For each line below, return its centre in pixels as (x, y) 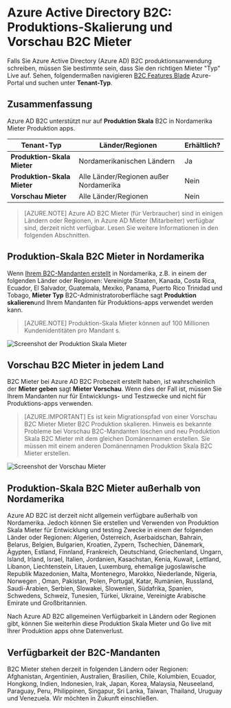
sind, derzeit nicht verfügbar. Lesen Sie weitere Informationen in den (121, 227)
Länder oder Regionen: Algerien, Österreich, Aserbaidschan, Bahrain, (105, 538)
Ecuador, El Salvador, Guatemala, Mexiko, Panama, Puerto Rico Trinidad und (115, 288)
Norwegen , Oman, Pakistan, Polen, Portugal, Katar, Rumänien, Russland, (111, 581)
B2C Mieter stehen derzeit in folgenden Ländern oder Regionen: (98, 669)
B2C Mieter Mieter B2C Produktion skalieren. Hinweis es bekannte (118, 424)
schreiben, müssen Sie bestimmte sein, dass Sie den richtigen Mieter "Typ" (114, 68)
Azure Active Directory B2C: (89, 13)
